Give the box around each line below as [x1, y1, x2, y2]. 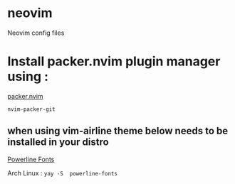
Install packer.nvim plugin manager [7, 53, 221, 70]
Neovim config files [7, 28, 65, 37]
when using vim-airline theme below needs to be [7, 125, 229, 137]
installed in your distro [7, 136, 109, 148]
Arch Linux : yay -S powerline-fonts [7, 168, 117, 177]
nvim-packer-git [7, 105, 56, 113]
